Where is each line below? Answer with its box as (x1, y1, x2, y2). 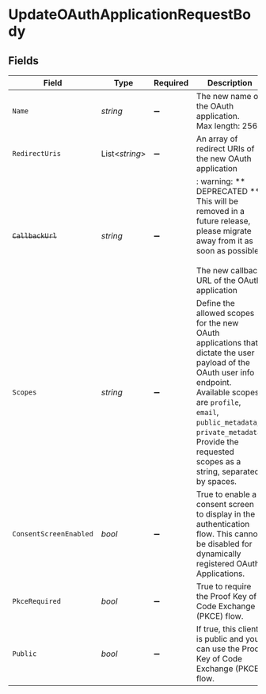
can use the (196, 643, 240, 654)
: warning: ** (196, 176, 245, 187)
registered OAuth (196, 559, 260, 569)
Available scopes (196, 387, 260, 398)
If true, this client (196, 623, 259, 635)
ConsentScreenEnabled (12, 529, 93, 538)
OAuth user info (196, 367, 255, 378)
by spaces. (196, 476, 237, 486)
